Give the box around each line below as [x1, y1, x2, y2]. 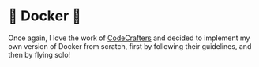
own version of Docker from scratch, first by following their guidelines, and [8, 41, 252, 50]
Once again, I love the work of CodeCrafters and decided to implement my [8, 33, 250, 43]
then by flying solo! [8, 50, 71, 59]
